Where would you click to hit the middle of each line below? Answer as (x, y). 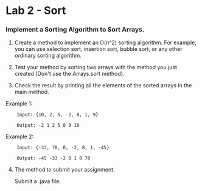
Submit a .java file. (38, 181)
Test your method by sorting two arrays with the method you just (96, 67)
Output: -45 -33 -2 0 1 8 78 (54, 158)
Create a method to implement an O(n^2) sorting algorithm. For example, (106, 42)
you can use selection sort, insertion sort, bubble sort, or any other (98, 49)
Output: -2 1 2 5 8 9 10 (48, 126)
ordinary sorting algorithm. (48, 56)
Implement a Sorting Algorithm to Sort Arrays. (75, 30)
